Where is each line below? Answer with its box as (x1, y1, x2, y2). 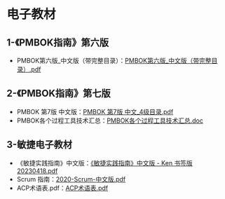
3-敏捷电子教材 (6, 139, 73, 151)
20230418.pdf (16, 166, 58, 175)
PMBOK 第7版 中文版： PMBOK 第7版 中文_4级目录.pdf (16, 107, 174, 116)
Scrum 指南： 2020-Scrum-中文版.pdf (16, 174, 126, 183)
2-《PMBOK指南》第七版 (6, 88, 111, 99)
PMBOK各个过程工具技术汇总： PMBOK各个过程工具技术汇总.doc (16, 116, 204, 125)
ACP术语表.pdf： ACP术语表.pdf (16, 184, 109, 192)
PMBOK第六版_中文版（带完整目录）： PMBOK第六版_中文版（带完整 (16, 57, 212, 64)
